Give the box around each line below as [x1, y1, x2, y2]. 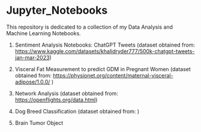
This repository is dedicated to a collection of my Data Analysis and [6, 23, 173, 30]
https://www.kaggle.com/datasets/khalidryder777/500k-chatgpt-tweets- [14, 47, 195, 54]
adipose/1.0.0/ [14, 78, 50, 85]
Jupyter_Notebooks [6, 4, 108, 17]
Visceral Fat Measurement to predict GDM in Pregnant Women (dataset [14, 65, 191, 72]
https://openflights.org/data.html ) [14, 96, 98, 103]
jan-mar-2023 [14, 54, 50, 61]
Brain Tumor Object [14, 119, 64, 126]
